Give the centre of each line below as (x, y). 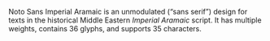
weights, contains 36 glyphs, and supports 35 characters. (105, 29)
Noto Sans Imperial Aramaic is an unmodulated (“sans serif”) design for (128, 12)
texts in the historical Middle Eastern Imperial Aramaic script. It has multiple (135, 20)
